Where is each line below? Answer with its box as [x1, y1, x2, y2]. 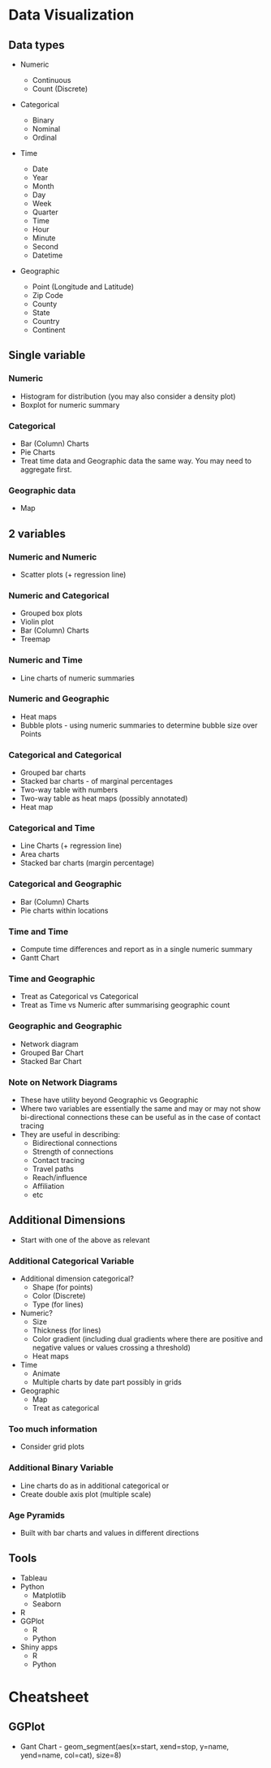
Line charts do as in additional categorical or [19, 1481, 170, 1490]
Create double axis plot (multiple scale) [19, 1489, 152, 1499]
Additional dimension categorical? [19, 1273, 134, 1284]
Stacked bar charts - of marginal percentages [19, 776, 173, 786]
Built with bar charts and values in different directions [19, 1528, 200, 1537]
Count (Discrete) [32, 84, 88, 93]
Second [32, 242, 58, 251]
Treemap [19, 634, 51, 644]
